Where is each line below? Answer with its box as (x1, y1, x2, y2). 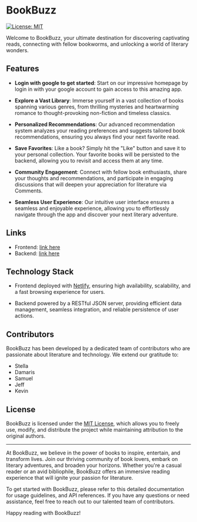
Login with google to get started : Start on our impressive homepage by (14, 79, 188, 86)
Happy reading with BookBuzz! (6, 510, 81, 516)
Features (6, 64, 39, 74)
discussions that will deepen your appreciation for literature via (14, 181, 167, 188)
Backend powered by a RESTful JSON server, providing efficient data (14, 300, 182, 307)
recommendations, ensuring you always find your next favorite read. (14, 133, 180, 140)
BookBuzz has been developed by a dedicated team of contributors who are (6, 345, 191, 352)
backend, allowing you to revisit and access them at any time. (14, 157, 164, 164)
